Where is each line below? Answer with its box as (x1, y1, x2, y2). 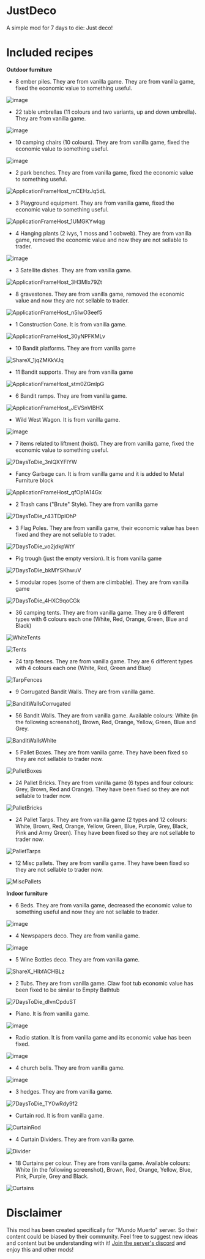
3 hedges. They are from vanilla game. (15, 1087, 113, 1095)
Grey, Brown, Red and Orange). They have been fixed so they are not (15, 785, 190, 793)
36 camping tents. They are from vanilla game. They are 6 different (15, 609, 185, 616)
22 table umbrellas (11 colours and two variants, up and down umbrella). (15, 108, 197, 116)
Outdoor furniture (6, 66, 53, 73)
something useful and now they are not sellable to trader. (15, 908, 159, 915)
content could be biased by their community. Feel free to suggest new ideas (6, 1233, 198, 1240)
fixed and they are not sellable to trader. (15, 531, 116, 538)
